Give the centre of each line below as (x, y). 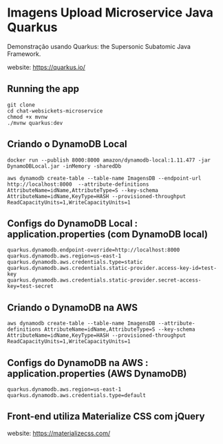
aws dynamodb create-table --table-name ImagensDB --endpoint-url (104, 178)
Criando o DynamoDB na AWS (73, 308)
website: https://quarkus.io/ (46, 67)
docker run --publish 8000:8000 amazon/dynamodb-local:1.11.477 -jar (109, 160)
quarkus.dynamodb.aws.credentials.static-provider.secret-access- (104, 280)
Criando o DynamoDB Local (67, 144)
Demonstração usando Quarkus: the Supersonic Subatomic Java (99, 46)
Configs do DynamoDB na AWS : (78, 363)
